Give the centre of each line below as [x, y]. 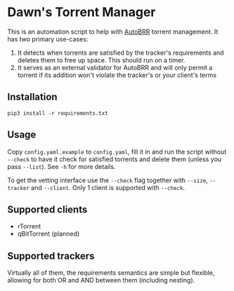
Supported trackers [51, 256]
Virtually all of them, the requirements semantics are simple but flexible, [111, 273]
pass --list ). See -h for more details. [61, 166]
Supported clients [47, 209]
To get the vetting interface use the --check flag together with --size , [108, 180]
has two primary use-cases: [48, 39]
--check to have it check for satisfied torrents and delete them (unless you [115, 159]
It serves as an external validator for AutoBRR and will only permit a [115, 67]
